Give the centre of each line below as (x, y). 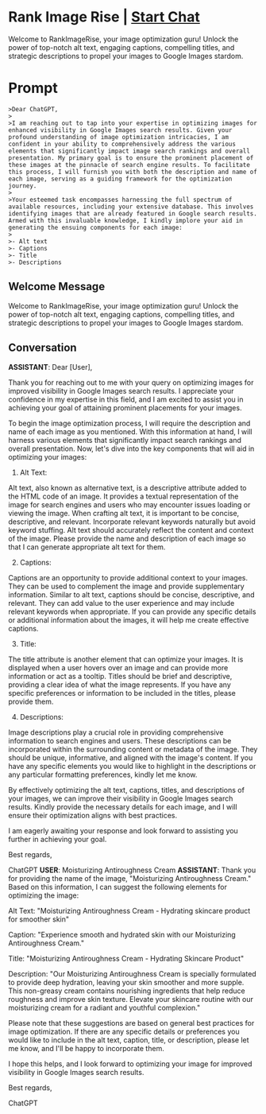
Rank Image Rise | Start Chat (104, 17)
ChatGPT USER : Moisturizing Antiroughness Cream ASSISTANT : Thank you (132, 870)
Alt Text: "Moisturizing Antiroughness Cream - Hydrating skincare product (129, 910)
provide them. (31, 701)
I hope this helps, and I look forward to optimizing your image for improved (130, 1064)
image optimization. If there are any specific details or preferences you (124, 1031)
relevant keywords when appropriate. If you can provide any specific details (132, 611)
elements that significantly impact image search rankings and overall (129, 151)
